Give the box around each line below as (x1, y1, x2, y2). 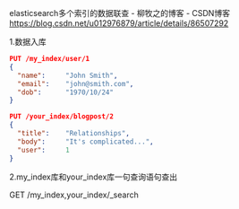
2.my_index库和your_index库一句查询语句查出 (9, 171, 178, 182)
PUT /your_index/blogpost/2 (9, 112, 115, 121)
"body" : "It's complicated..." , (17, 137, 154, 146)
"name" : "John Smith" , (17, 71, 118, 80)
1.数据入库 (9, 37, 47, 47)
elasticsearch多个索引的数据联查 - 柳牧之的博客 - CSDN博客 (9, 8, 231, 18)
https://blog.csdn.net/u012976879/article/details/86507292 (9, 18, 229, 29)
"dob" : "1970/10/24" (17, 88, 115, 97)
